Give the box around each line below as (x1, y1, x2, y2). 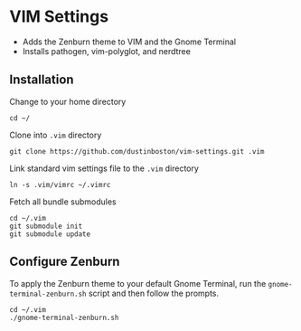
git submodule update (9, 229, 91, 239)
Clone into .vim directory (9, 129, 102, 140)
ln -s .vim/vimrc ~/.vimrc (9, 180, 111, 189)
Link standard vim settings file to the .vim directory (9, 163, 199, 174)
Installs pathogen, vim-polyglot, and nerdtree (22, 45, 192, 56)
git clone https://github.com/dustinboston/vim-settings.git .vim (9, 147, 265, 156)
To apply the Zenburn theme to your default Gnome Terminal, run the (9, 278, 267, 288)
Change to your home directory (9, 96, 127, 107)
